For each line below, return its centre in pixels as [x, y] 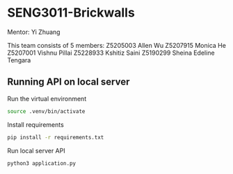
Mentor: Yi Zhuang [34, 32]
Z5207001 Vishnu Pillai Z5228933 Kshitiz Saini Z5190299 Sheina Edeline [111, 53]
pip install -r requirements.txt [56, 137]
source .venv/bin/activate [46, 111]
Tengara [19, 60]
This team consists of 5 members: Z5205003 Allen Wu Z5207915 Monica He [116, 45]
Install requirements [35, 124]
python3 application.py [42, 163]
